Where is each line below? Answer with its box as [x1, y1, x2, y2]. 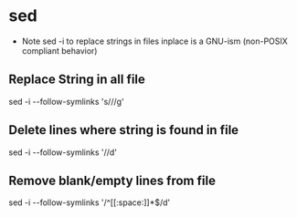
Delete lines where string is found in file [8, 122, 239, 138]
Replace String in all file [8, 72, 145, 88]
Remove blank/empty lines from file [8, 172, 217, 188]
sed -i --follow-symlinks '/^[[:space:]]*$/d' [8, 197, 171, 208]
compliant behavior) [21, 45, 98, 56]
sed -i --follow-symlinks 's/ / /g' [8, 96, 124, 107]
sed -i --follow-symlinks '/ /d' [8, 147, 118, 158]
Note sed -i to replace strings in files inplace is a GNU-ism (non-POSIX [21, 36, 289, 46]
